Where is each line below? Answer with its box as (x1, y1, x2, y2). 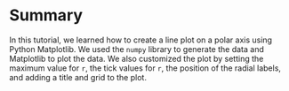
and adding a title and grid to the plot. (9, 72, 147, 82)
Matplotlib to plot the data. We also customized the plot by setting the (9, 53, 264, 64)
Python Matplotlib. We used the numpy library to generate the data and (9, 43, 265, 54)
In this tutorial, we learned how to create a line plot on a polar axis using (9, 34, 273, 45)
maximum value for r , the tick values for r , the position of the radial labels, (9, 63, 282, 73)
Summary (9, 5, 83, 26)
